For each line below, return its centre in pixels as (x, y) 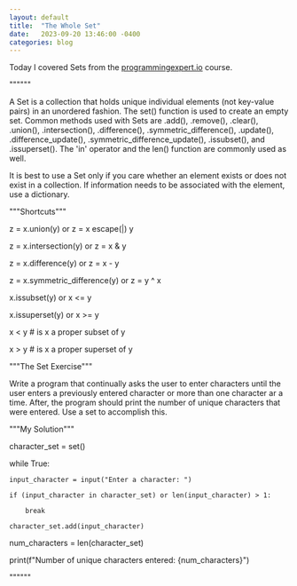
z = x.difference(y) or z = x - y (64, 264)
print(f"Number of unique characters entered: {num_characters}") (129, 560)
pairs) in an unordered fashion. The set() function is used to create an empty (149, 111)
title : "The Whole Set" (55, 26)
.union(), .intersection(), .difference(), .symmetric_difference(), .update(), (142, 131)
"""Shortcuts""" (38, 212)
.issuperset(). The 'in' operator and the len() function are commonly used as (148, 149)
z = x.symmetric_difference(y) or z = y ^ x (85, 281)
